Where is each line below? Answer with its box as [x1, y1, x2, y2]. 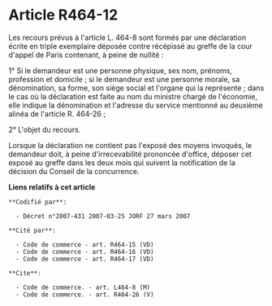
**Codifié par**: [8, 198, 67, 206]
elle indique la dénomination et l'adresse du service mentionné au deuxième [8, 100, 263, 110]
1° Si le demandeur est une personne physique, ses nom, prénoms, [8, 65, 233, 75]
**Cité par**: [8, 226, 57, 234]
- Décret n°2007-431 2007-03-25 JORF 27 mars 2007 [15, 212, 191, 221]
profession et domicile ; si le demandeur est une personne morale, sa [8, 74, 240, 84]
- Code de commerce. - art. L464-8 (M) [15, 283, 151, 291]
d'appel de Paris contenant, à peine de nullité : [8, 50, 164, 59]
